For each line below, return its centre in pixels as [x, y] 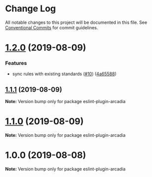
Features [16, 63]
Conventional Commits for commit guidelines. [51, 27]
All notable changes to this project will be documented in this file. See [76, 22]
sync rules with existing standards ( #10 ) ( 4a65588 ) [64, 74]
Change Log [30, 9]
